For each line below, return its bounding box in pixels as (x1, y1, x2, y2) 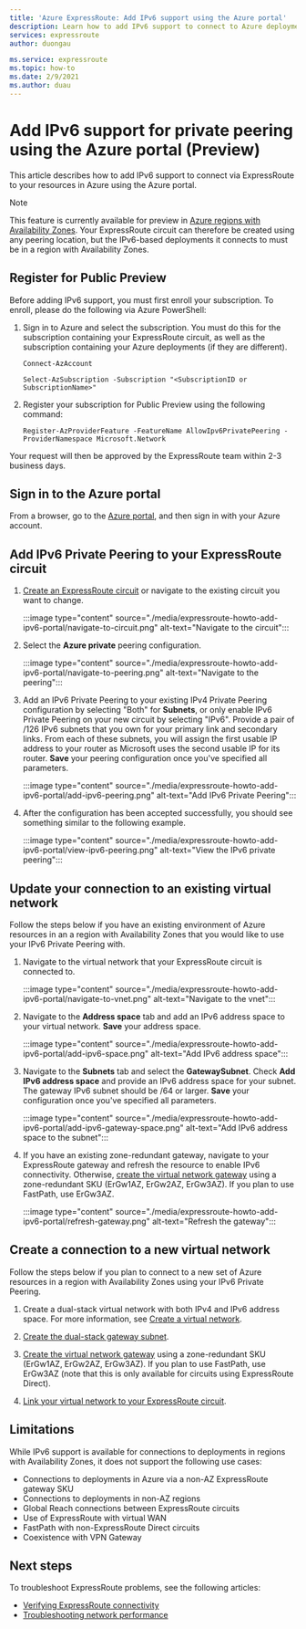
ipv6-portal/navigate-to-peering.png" (22, 667, 164, 678)
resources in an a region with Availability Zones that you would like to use (9, 928, 285, 940)
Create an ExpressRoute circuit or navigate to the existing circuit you (22, 585, 280, 596)
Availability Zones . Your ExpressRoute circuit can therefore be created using (9, 225, 295, 235)
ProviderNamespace (22, 434, 93, 444)
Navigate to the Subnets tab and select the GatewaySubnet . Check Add (22, 1065, 296, 1077)
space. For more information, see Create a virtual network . (22, 1313, 243, 1324)
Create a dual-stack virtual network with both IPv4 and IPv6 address (22, 1303, 280, 1314)
